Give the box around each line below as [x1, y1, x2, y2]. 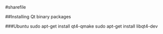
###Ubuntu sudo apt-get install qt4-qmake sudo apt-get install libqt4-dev [5, 23, 158, 29]
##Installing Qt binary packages [5, 14, 71, 19]
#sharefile [5, 4, 26, 10]
